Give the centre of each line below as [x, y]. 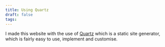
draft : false [19, 15]
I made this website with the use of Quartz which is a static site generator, [83, 34]
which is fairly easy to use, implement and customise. [62, 39]
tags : [11, 19]
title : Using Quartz [27, 10]
